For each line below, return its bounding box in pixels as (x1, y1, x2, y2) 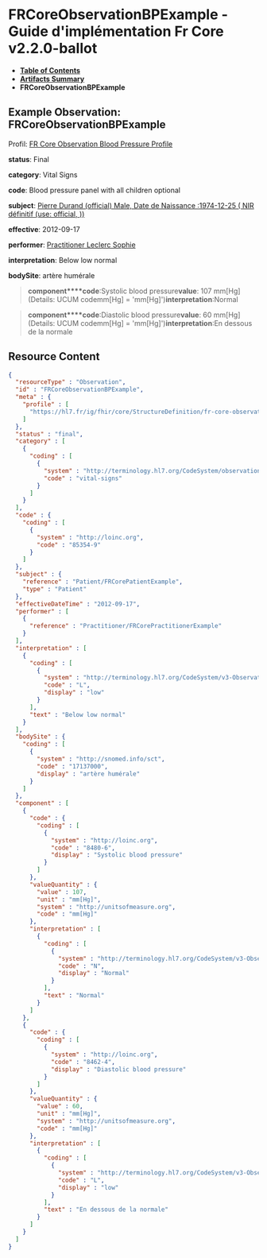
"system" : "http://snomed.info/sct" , (37, 755, 165, 764)
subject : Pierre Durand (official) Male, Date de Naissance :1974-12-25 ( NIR (8, 200, 254, 210)
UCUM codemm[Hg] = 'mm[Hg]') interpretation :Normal (56, 294, 238, 304)
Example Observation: (8, 106, 122, 119)
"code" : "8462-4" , (50, 1058, 115, 1066)
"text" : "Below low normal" (29, 710, 126, 718)
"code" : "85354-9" (37, 540, 102, 549)
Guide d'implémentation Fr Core (8, 22, 224, 41)
